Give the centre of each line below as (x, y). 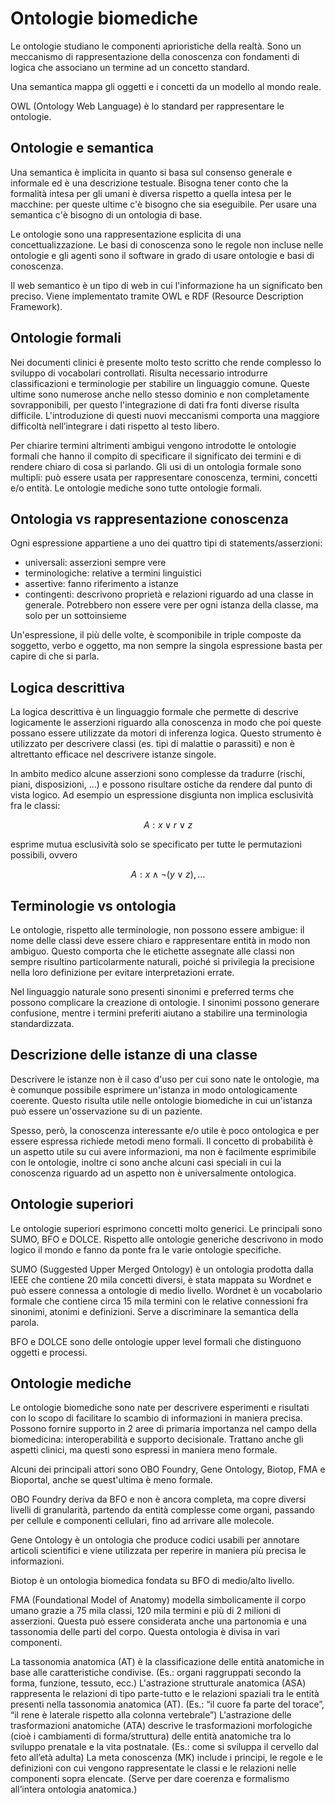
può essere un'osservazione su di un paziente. (106, 1111)
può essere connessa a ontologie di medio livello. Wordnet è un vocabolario (166, 1290)
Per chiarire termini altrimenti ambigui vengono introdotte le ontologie (153, 445)
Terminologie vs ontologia (93, 905)
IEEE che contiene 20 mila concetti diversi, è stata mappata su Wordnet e (161, 1279)
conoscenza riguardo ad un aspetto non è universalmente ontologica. (153, 1173)
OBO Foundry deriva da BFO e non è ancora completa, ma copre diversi (158, 1499)
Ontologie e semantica (82, 148)
